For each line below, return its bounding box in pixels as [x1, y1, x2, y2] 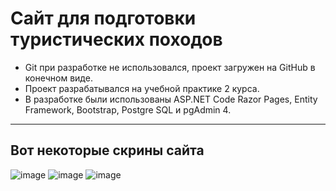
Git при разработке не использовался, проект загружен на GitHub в [24, 61, 316, 73]
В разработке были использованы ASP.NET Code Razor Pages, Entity [24, 93, 318, 105]
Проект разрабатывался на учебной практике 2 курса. [24, 82, 260, 94]
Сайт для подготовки [10, 7, 197, 30]
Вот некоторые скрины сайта [10, 142, 205, 159]
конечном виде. [24, 72, 93, 84]
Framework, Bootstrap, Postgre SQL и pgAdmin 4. [24, 103, 232, 116]
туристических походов [10, 28, 223, 51]
